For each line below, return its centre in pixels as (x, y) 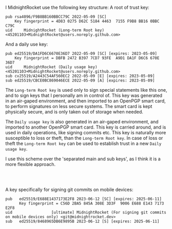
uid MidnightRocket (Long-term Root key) (55, 30)
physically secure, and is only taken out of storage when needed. (74, 112)
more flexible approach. (31, 164)
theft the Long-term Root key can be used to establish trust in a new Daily (83, 143)
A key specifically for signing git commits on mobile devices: (69, 190)
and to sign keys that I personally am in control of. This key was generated (84, 95)
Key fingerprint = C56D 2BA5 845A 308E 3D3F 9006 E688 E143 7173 (91, 203)
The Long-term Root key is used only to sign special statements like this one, (86, 90)
